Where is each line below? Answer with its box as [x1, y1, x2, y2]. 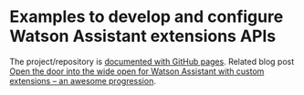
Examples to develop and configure [9, 6, 284, 27]
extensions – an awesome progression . [9, 75, 157, 86]
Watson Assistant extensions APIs [9, 26, 277, 47]
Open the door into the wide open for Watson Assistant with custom [9, 66, 265, 77]
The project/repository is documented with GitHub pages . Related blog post [9, 56, 295, 67]
